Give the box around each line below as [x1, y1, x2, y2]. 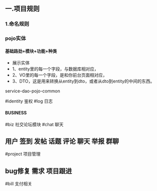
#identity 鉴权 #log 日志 [5, 98, 53, 104]
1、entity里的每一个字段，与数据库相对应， [12, 66, 99, 72]
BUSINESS [5, 110, 27, 116]
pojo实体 [5, 35, 26, 42]
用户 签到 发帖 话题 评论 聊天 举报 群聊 [5, 137, 119, 146]
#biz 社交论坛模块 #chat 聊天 [5, 121, 64, 127]
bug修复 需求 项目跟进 [5, 166, 72, 175]
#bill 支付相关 [5, 181, 32, 187]
